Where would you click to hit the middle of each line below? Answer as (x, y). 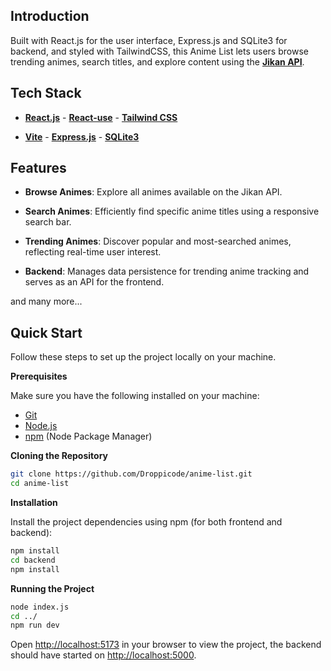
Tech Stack (46, 93)
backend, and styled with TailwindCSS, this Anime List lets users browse (159, 51)
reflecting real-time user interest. (93, 252)
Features (38, 168)
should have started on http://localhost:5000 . (103, 655)
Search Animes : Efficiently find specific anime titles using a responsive (172, 211)
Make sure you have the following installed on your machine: (135, 396)
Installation (34, 502)
